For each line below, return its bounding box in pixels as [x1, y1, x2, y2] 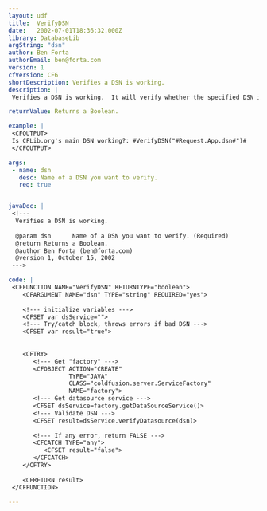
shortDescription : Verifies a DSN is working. [8, 78, 165, 86]
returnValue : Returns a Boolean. [8, 108, 119, 116]
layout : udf [8, 11, 48, 20]
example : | [8, 122, 44, 130]
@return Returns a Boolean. [15, 239, 109, 247]
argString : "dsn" [8, 41, 66, 49]
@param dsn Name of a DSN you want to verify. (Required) [15, 232, 229, 240]
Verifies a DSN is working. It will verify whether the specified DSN [11, 93, 254, 101]
